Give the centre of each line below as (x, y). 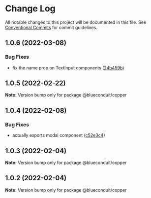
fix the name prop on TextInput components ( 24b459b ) (68, 67)
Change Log (30, 9)
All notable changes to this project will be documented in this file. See (76, 22)
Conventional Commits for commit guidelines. (51, 27)
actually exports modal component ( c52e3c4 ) (59, 135)
